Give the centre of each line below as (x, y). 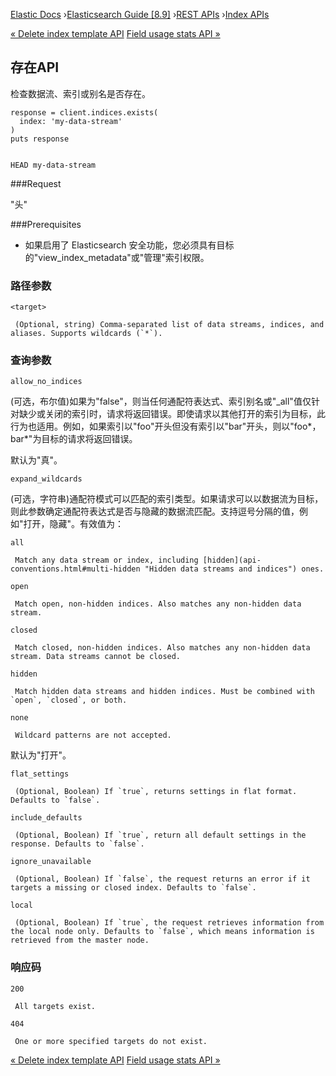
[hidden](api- (232, 560)
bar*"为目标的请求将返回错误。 (74, 439)
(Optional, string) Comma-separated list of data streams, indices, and (169, 325)
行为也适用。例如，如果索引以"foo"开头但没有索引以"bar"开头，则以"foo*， (166, 426)
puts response (40, 139)
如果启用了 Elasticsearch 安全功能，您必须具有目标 (129, 245)
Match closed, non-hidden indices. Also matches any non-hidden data (162, 648)
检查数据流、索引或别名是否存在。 (80, 93)
